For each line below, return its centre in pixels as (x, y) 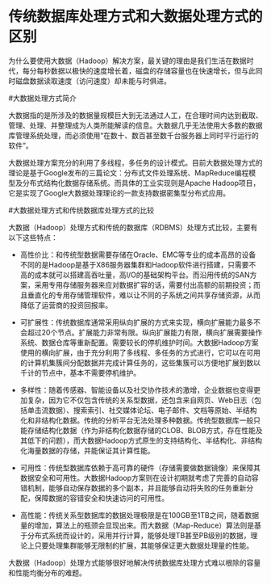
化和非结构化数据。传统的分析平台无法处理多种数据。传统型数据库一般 (137, 420)
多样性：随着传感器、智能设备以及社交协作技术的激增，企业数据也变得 (137, 389)
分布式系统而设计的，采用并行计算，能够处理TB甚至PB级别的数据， (139, 535)
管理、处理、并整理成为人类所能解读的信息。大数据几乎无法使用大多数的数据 (135, 125)
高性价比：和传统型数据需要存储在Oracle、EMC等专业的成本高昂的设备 (138, 255)
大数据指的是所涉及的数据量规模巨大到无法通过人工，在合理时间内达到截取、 (135, 115)
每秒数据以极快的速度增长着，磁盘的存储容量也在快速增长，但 (139, 70)
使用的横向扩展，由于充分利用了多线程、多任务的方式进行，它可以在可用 (140, 352)
